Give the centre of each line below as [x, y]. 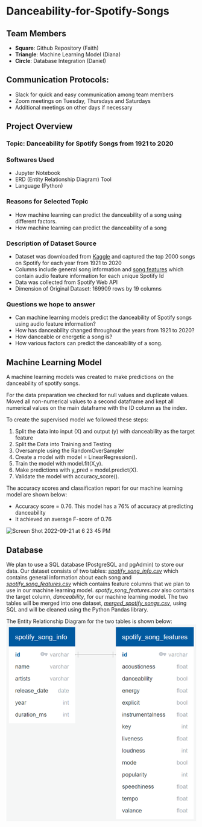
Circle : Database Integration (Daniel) [61, 61]
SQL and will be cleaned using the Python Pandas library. [77, 609]
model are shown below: [37, 495]
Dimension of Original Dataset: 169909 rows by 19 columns [88, 289]
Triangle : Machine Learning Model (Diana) [68, 54]
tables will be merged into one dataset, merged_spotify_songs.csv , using [96, 603]
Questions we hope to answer [51, 304]
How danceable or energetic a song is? [64, 337]
